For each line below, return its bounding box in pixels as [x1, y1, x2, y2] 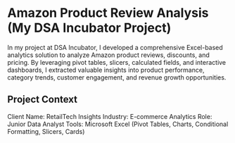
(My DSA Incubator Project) [7, 20, 172, 36]
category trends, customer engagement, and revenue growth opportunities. [7, 73, 227, 82]
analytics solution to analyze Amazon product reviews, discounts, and [7, 51, 210, 59]
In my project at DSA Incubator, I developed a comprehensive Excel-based [7, 43, 223, 51]
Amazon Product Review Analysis [7, 5, 209, 21]
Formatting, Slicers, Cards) [7, 127, 85, 135]
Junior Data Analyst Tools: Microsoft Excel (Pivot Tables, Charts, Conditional [7, 120, 229, 128]
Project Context [7, 94, 77, 106]
